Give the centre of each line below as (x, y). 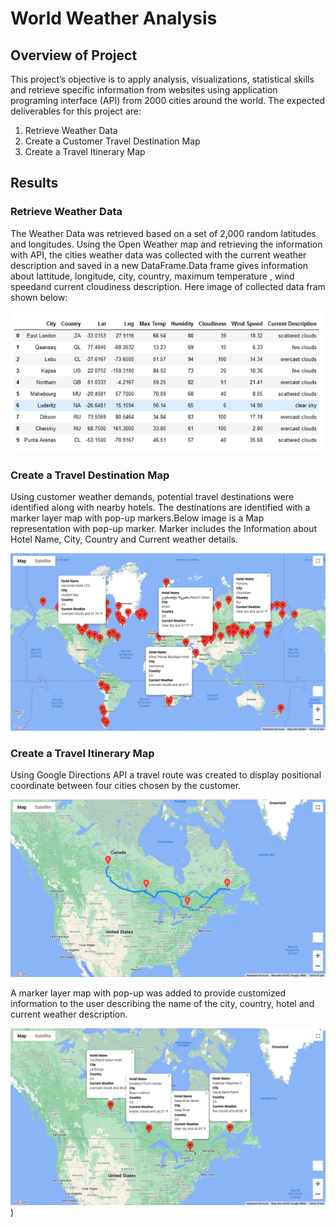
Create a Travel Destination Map (90, 475)
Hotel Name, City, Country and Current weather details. (124, 539)
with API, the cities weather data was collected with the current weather (158, 254)
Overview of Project (74, 55)
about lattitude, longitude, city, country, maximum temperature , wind (152, 276)
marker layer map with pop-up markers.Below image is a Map (137, 518)
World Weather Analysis (114, 18)
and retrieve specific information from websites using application (144, 90)
